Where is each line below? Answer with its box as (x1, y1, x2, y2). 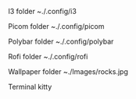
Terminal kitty (8, 82, 52, 91)
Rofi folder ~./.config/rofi (8, 52, 88, 61)
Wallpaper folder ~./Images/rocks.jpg (8, 67, 129, 76)
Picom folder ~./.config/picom (8, 22, 105, 30)
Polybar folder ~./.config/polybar (8, 37, 114, 46)
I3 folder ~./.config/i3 (8, 7, 77, 16)
